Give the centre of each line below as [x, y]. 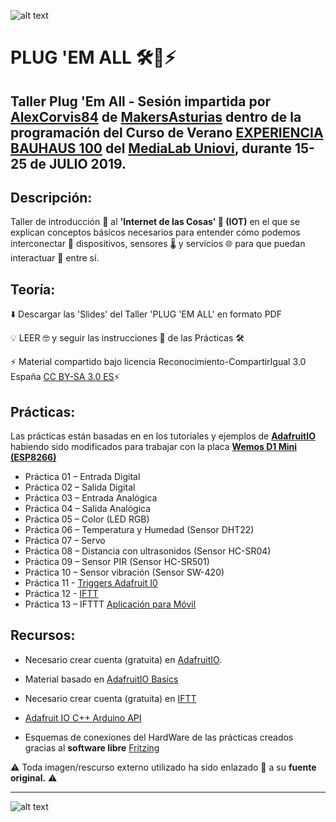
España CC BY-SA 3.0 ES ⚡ [65, 377]
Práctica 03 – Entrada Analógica [91, 498]
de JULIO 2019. [78, 163]
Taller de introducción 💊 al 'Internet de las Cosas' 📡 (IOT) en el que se [155, 222]
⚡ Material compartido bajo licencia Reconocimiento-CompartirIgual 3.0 [158, 362]
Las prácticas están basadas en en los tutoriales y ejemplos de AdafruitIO [163, 436]
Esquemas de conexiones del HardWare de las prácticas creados [159, 737]
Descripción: [51, 197]
